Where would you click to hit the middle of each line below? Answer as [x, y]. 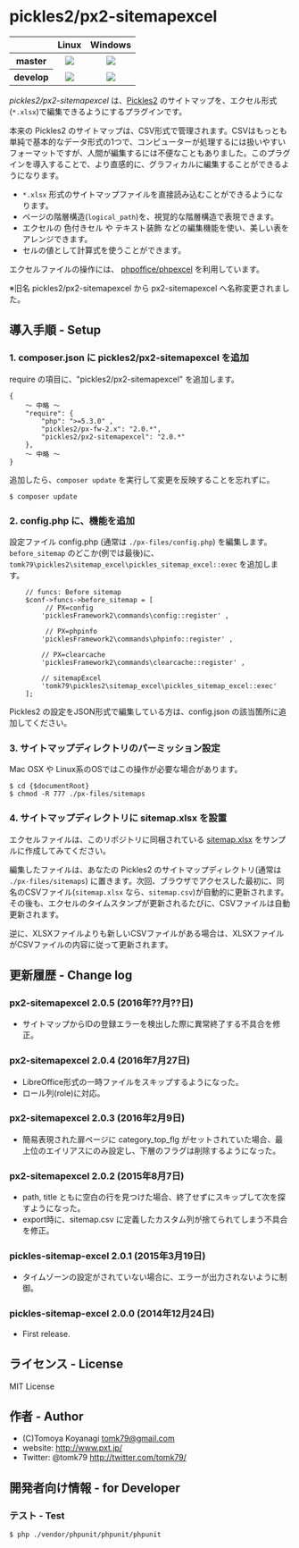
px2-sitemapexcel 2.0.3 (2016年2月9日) [97, 1118]
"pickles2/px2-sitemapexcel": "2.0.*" [113, 437]
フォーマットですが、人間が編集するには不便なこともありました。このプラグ [150, 153]
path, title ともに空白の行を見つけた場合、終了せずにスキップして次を [150, 1197]
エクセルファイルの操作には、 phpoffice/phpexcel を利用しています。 [137, 269]
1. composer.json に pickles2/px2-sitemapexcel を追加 [129, 358]
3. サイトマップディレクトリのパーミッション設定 [115, 748]
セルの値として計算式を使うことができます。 [104, 250]
